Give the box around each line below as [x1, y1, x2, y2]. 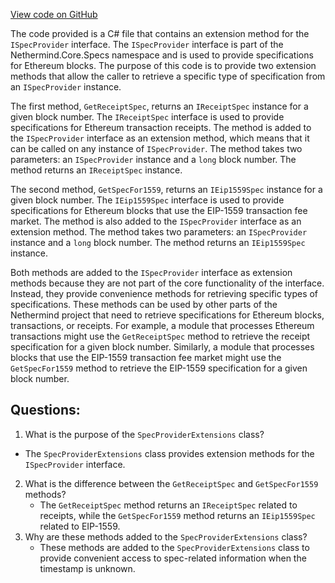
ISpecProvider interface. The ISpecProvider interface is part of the [10, 39, 284, 50]
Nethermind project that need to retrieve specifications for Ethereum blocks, [10, 309, 325, 321]
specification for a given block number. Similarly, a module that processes [10, 341, 315, 353]
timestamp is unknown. [39, 562, 136, 574]
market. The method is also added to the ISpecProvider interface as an [10, 215, 302, 227]
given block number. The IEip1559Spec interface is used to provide [10, 194, 285, 206]
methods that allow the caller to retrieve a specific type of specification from [10, 70, 326, 82]
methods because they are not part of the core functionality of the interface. [10, 277, 325, 289]
